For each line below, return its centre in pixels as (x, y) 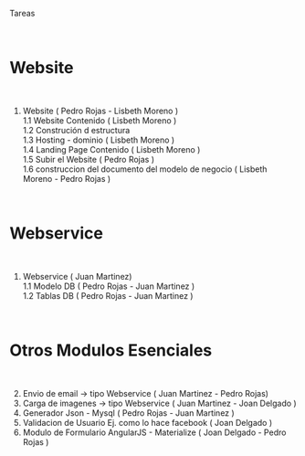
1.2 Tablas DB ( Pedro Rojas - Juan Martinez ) (108, 295)
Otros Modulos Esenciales (111, 350)
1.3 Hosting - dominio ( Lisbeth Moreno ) (99, 140)
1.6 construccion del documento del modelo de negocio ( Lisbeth (145, 169)
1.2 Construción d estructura (76, 130)
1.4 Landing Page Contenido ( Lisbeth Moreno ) (111, 149)
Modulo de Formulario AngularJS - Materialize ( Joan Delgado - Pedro (154, 432)
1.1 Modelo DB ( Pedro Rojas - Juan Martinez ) (109, 286)
